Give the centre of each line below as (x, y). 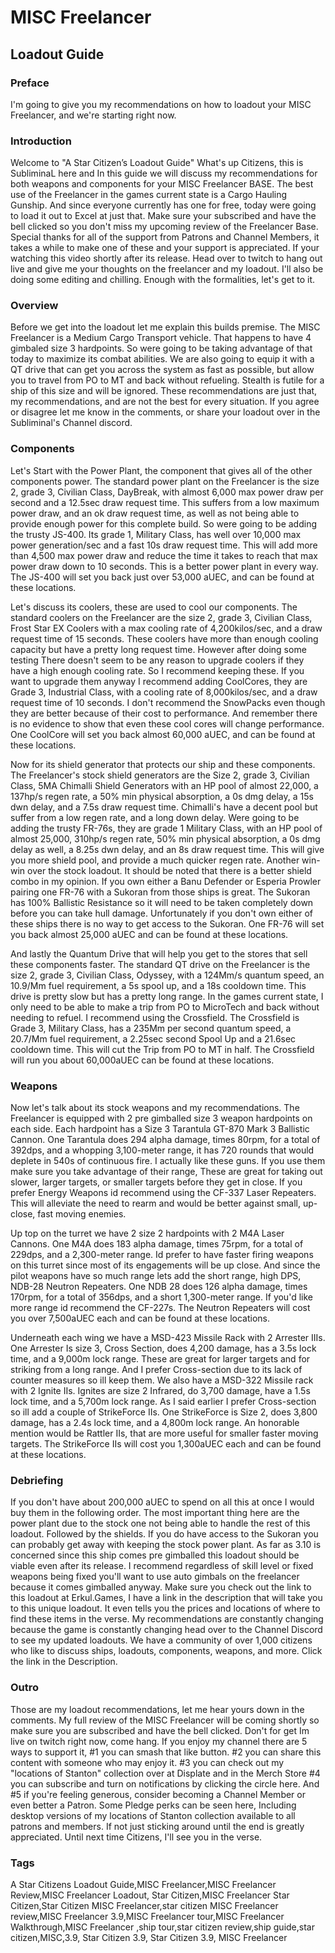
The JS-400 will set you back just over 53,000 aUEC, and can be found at (162, 577)
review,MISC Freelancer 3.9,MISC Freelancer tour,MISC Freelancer (147, 1916)
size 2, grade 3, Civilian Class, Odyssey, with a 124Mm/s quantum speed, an (167, 975)
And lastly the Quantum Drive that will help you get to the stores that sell (159, 953)
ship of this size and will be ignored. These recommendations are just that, (164, 391)
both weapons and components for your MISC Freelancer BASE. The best (162, 184)
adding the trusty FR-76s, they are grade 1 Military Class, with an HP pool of (166, 828)
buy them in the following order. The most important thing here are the (155, 1513)
